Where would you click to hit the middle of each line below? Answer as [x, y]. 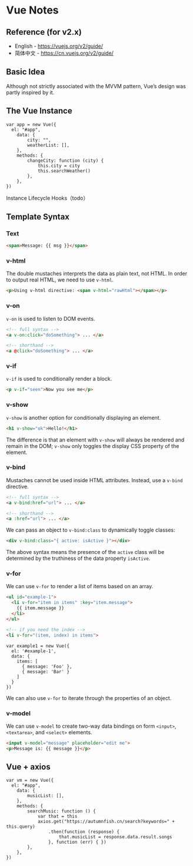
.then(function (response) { [84, 832]
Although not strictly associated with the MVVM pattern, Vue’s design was [96, 86]
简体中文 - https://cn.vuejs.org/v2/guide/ [64, 53]
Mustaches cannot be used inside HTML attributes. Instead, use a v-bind [94, 480]
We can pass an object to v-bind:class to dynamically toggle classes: [91, 530]
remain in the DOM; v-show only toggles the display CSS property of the [93, 446]
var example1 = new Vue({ [38, 646]
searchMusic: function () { [61, 811]
